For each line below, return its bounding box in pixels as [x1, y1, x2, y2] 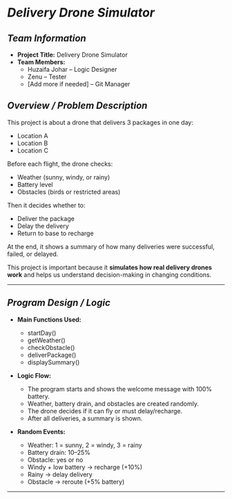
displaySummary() [27, 358, 80, 366]
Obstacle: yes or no [27, 456, 84, 464]
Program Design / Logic [7, 297, 110, 309]
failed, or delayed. [7, 250, 59, 258]
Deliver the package [17, 214, 75, 222]
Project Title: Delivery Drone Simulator [17, 50, 128, 59]
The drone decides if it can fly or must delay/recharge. [27, 407, 183, 415]
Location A [17, 131, 48, 139]
